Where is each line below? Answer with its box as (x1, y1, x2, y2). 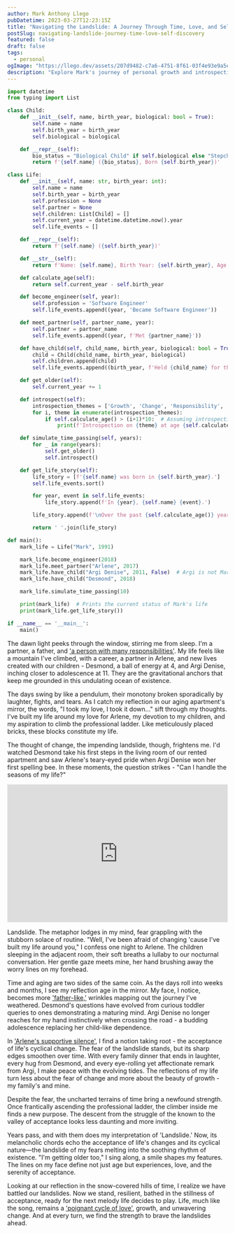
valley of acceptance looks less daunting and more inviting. (7, 1117, 178, 1125)
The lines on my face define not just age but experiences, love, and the (7, 1160, 212, 1169)
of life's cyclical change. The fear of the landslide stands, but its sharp (7, 1044, 210, 1052)
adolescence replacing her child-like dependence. (7, 1023, 152, 1031)
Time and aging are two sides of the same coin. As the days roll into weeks (7, 978, 223, 987)
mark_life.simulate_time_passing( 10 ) (20, 589, 130, 596)
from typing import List (7, 94, 80, 101)
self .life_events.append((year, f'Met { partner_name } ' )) (32, 332, 201, 339)
